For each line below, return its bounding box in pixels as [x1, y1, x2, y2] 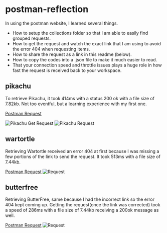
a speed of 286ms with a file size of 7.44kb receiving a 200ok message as [5, 207, 159, 213]
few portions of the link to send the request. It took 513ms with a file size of [5, 153, 160, 160]
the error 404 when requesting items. [12, 46, 90, 52]
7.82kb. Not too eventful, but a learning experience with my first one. [5, 101, 147, 107]
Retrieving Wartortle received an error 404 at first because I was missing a [5, 148, 159, 154]
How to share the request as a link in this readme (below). [12, 51, 132, 57]
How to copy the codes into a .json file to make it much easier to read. [12, 56, 157, 62]
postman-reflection [5, 4, 89, 15]
